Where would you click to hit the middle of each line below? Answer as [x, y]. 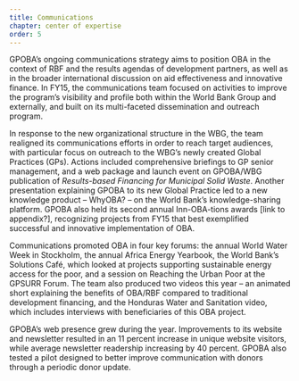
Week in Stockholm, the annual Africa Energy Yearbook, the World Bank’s [144, 255]
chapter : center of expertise [66, 26]
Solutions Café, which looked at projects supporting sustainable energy [141, 265]
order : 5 [25, 34]
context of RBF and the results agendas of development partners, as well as [149, 69]
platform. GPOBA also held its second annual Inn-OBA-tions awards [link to [147, 210]
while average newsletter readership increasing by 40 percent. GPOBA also [148, 348]
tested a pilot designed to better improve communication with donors [136, 358]
